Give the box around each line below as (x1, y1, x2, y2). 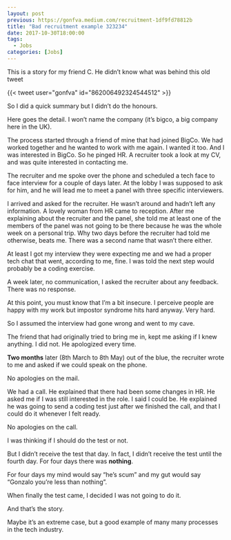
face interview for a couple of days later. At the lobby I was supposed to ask (7, 178, 223, 187)
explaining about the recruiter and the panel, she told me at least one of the (7, 214, 221, 222)
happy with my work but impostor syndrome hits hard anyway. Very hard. (7, 306, 215, 314)
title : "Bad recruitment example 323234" (7, 23, 128, 30)
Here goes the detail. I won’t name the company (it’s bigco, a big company (7, 115, 219, 123)
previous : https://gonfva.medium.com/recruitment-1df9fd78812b (7, 17, 193, 24)
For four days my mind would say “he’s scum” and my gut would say (7, 470, 201, 478)
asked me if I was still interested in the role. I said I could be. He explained (7, 395, 217, 403)
